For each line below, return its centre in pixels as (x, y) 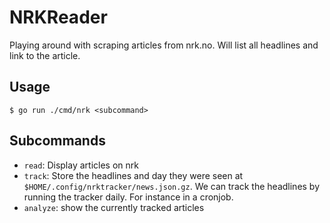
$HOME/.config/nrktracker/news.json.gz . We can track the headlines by (172, 186)
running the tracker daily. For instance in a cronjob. (128, 197)
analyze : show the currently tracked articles (114, 207)
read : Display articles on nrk (81, 165)
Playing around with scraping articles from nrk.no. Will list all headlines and (164, 45)
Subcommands (57, 141)
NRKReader (58, 17)
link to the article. (45, 55)
